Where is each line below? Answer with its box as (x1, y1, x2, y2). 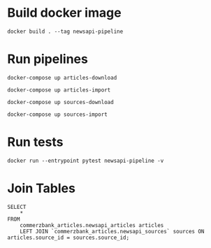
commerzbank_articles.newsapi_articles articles (20, 221, 164, 228)
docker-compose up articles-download (7, 74, 117, 81)
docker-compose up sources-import (7, 110, 108, 118)
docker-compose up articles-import (7, 86, 111, 94)
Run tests (7, 134, 64, 150)
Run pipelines (7, 51, 89, 67)
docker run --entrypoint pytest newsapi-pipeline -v (7, 157, 164, 164)
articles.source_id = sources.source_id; (7, 234, 130, 241)
